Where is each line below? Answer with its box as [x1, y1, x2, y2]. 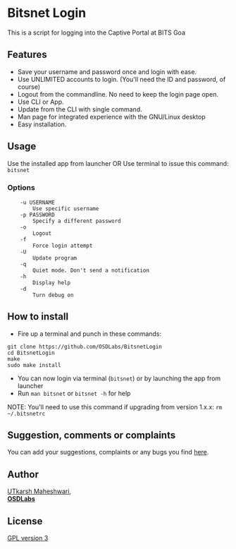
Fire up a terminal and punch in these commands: [17, 330, 162, 338]
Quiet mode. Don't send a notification [32, 267, 150, 274]
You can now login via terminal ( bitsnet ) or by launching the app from [17, 374, 221, 382]
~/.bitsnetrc [7, 410, 46, 417]
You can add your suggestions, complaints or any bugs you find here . [7, 448, 209, 457]
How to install [7, 310, 69, 322]
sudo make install [7, 361, 61, 368]
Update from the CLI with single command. [17, 104, 142, 114]
